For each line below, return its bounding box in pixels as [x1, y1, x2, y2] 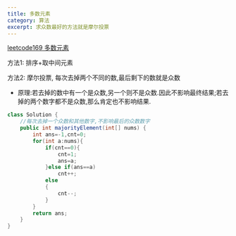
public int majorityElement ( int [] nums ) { [20, 125, 147, 132]
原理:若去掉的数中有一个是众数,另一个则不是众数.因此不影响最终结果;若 [17, 89, 223, 97]
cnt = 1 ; [57, 151, 77, 158]
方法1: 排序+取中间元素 [7, 58, 73, 67]
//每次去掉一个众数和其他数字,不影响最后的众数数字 [20, 118, 150, 125]
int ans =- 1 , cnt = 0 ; [32, 131, 87, 138]
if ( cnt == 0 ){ [44, 144, 80, 151]
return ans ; [32, 209, 68, 217]
